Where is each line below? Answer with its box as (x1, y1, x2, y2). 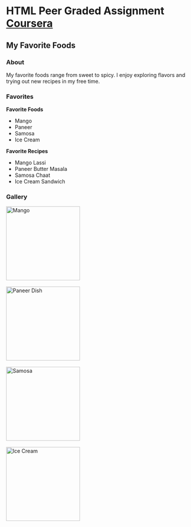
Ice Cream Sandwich (14, 178, 66, 185)
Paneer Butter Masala (14, 166, 68, 173)
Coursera (6, 17, 53, 30)
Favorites (6, 92, 34, 101)
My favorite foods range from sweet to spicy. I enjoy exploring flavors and (6, 71, 186, 78)
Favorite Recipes (6, 148, 48, 155)
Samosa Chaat (14, 172, 51, 179)
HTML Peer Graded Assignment (6, 4, 164, 18)
